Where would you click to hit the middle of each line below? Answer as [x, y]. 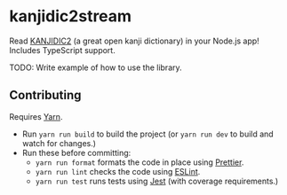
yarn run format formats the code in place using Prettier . [140, 162]
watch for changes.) [59, 143]
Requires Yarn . [36, 116]
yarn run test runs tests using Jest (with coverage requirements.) [157, 181]
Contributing [45, 95]
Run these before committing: [76, 152]
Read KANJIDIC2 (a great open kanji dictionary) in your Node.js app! [134, 41]
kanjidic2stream [70, 16]
